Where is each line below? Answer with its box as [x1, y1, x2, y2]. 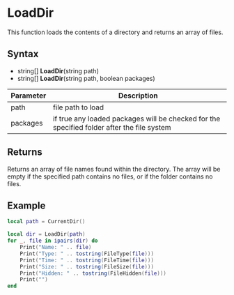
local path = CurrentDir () [7, 218, 86, 225]
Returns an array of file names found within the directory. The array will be [7, 165, 221, 173]
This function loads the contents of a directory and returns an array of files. [7, 28, 224, 36]
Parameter [10, 91, 47, 100]
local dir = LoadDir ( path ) [7, 231, 86, 238]
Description [118, 91, 158, 100]
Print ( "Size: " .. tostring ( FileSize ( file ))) [19, 263, 155, 270]
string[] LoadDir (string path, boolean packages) [17, 74, 155, 82]
